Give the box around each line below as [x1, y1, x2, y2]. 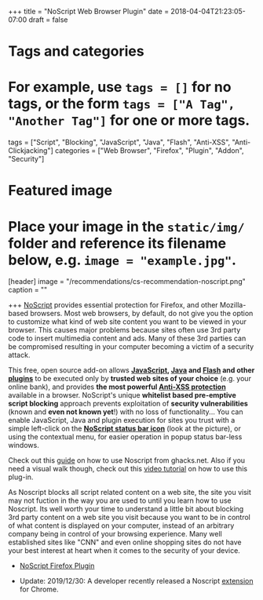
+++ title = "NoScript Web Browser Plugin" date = [8, 7, 170, 16]
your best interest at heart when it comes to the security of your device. [8, 546, 241, 555]
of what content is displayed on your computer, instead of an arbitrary [8, 521, 235, 530]
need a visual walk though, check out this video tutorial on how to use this [8, 464, 248, 474]
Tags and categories [8, 42, 144, 60]
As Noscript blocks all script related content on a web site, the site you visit [8, 488, 251, 497]
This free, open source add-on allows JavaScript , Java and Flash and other [8, 365, 255, 375]
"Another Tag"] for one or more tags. [8, 111, 250, 129]
